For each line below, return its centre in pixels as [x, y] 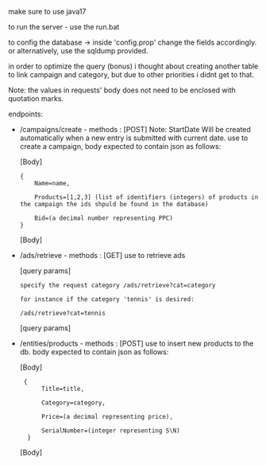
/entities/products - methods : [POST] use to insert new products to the [137, 343]
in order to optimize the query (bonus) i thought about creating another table [133, 66]
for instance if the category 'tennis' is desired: [107, 299]
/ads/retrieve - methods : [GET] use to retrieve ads [102, 255]
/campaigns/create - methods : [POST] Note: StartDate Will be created [135, 129]
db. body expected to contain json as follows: [94, 352]
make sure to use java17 [47, 12]
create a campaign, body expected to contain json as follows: [120, 146]
